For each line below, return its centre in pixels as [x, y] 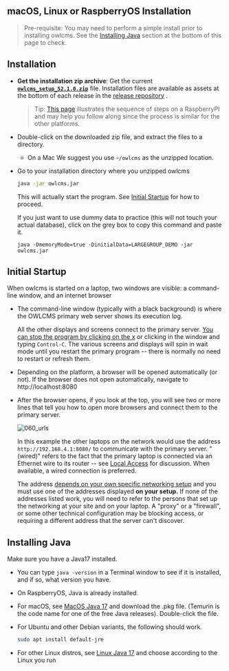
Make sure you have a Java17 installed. [62, 559]
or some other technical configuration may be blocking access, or [110, 513]
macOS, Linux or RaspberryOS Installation [99, 11]
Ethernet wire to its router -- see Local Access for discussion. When [113, 464]
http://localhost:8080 [47, 387]
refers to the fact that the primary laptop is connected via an [128, 456]
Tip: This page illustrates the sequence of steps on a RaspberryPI [127, 109]
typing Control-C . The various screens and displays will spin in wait [112, 344]
